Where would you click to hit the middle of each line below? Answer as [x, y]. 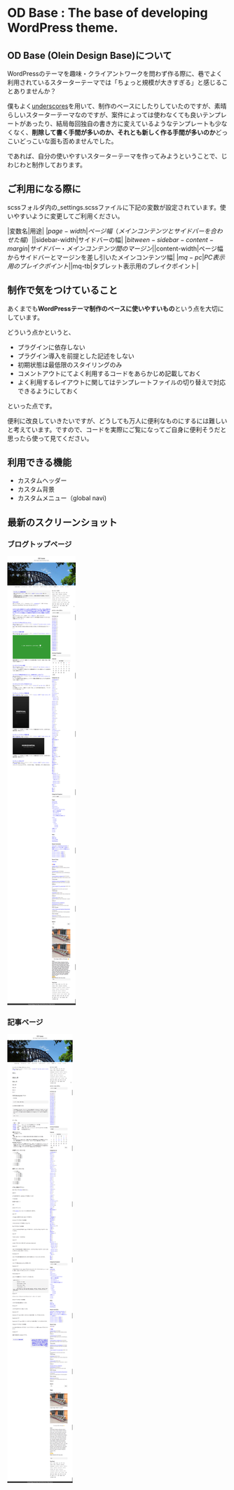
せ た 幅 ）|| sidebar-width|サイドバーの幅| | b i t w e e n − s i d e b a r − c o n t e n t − [110, 239]
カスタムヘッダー [42, 481]
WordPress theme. [63, 28]
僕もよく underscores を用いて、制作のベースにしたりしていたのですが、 [111, 106]
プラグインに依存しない [51, 347]
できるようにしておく [48, 391]
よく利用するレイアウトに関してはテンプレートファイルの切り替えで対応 [122, 382]
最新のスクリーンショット [62, 522]
